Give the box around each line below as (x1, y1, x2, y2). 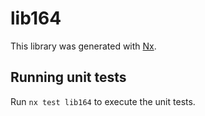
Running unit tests (10, 69, 127, 86)
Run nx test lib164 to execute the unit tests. (10, 95, 196, 107)
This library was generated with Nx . (10, 40, 157, 52)
